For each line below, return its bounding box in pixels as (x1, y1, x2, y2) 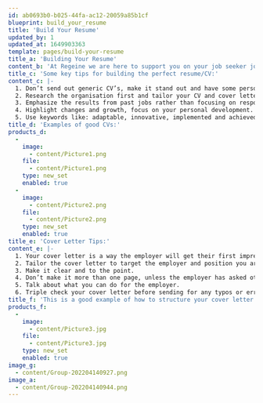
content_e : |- (8, 245, 55, 252)
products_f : (8, 303, 47, 310)
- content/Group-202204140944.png (15, 383, 128, 391)
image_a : (8, 376, 37, 384)
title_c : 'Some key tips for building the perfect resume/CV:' (8, 70, 219, 78)
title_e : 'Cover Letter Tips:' (8, 238, 110, 245)
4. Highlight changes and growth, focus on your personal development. (15, 107, 254, 114)
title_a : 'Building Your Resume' (8, 56, 117, 64)
